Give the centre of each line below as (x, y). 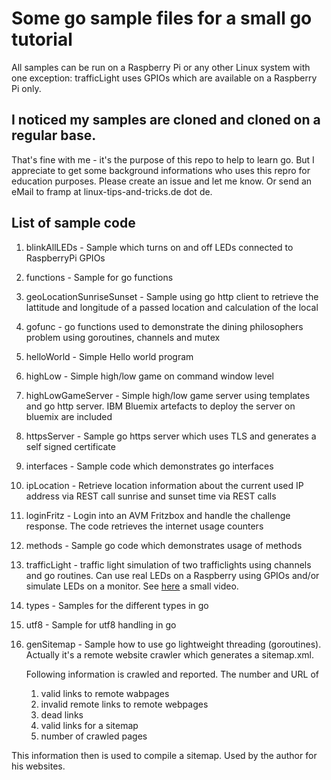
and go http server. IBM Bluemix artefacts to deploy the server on (160, 406)
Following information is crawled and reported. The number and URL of (172, 674)
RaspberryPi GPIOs (65, 258)
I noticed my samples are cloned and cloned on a (166, 120)
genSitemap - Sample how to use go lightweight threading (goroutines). (173, 644)
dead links (62, 714)
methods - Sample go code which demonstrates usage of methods (164, 545)
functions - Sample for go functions (99, 277)
